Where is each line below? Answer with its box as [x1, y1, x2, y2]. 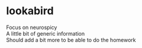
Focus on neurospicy [6, 24, 57, 31]
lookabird [6, 4, 54, 18]
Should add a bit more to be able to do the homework [6, 36, 136, 43]
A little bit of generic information [6, 30, 85, 37]
